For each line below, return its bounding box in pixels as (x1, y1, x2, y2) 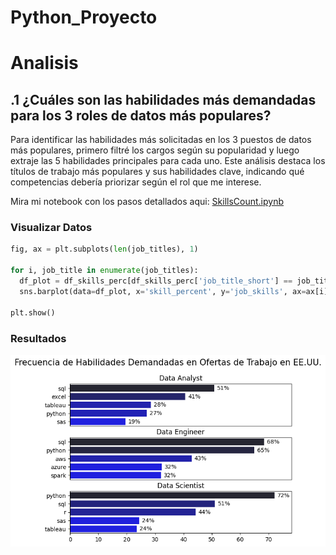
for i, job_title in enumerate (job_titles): (10, 266, 199, 276)
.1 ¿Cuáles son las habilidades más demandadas (10, 91, 317, 108)
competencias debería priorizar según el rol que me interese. (10, 176, 262, 188)
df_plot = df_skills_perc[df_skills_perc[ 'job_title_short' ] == (19, 276, 293, 286)
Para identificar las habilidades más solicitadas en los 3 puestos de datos (10, 134, 312, 146)
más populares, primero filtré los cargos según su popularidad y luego (10, 144, 300, 156)
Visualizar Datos (10, 221, 93, 235)
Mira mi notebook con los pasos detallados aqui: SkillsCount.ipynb (10, 196, 285, 208)
